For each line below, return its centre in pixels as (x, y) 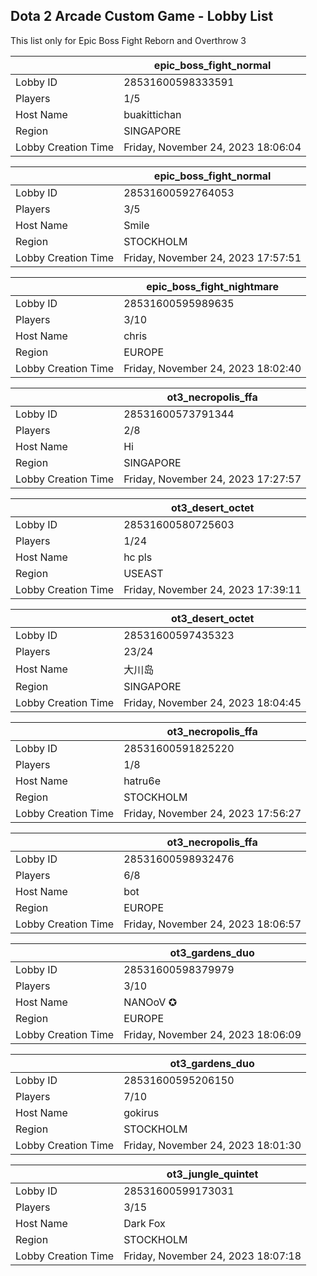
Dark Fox (144, 1223)
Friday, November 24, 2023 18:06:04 (212, 147)
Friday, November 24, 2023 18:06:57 (212, 924)
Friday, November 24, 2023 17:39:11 (212, 589)
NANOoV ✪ (150, 1002)
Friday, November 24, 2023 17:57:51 (212, 257)
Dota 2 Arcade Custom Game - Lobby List (142, 16)
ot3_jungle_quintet (212, 1174)
